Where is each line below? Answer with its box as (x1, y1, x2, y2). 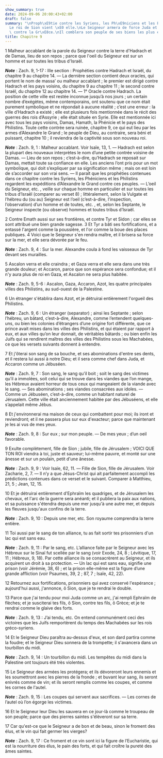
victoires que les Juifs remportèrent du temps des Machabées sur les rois (5, 619, 152, 625)
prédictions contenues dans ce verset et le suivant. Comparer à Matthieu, (5, 475, 152, 481)
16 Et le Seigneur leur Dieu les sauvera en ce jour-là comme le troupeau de (5, 708, 154, 714)
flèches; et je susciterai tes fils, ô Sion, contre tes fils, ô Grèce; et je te (5, 600, 145, 606)
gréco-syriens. (5, 625, 35, 631)
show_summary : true (5, 7, 45, 12)
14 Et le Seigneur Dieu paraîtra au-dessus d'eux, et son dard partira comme (5, 634, 156, 640)
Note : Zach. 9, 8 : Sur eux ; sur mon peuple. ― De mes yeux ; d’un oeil (5, 430, 147, 437)
